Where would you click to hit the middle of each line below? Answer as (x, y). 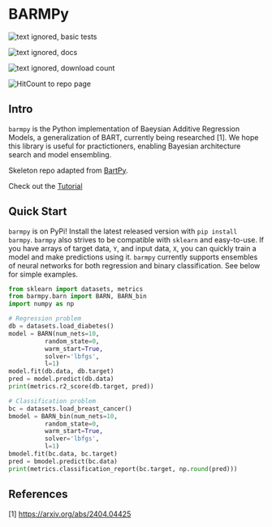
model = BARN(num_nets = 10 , (54, 333)
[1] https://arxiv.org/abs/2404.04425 (70, 514)
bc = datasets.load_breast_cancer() (70, 409)
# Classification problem (52, 401)
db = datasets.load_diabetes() (61, 326)
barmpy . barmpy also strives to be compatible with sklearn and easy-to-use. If (136, 239)
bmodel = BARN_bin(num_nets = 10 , (63, 416)
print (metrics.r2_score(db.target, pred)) (81, 387)
